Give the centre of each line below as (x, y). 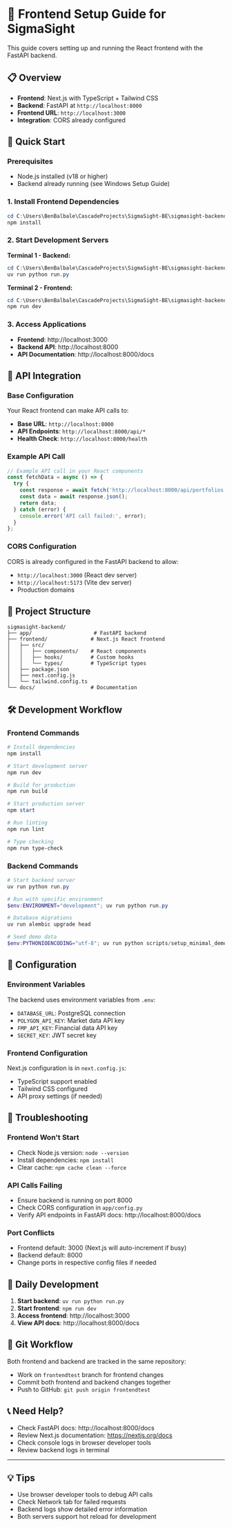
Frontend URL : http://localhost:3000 (71, 113)
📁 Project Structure (49, 611)
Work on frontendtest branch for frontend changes (90, 1374)
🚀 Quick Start (36, 142)
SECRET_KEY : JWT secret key (57, 1035)
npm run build (28, 791)
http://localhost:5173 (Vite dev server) (75, 582)
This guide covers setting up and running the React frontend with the (105, 48)
